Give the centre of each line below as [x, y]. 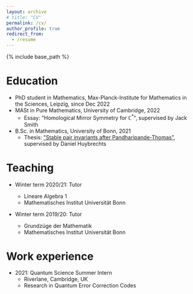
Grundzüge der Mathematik [58, 226]
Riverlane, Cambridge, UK [56, 279]
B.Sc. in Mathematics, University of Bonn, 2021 [73, 131]
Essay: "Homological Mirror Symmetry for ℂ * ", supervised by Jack [105, 117]
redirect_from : [25, 34]
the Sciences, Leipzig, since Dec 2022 [62, 104]
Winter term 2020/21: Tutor [48, 184]
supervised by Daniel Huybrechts [65, 143]
